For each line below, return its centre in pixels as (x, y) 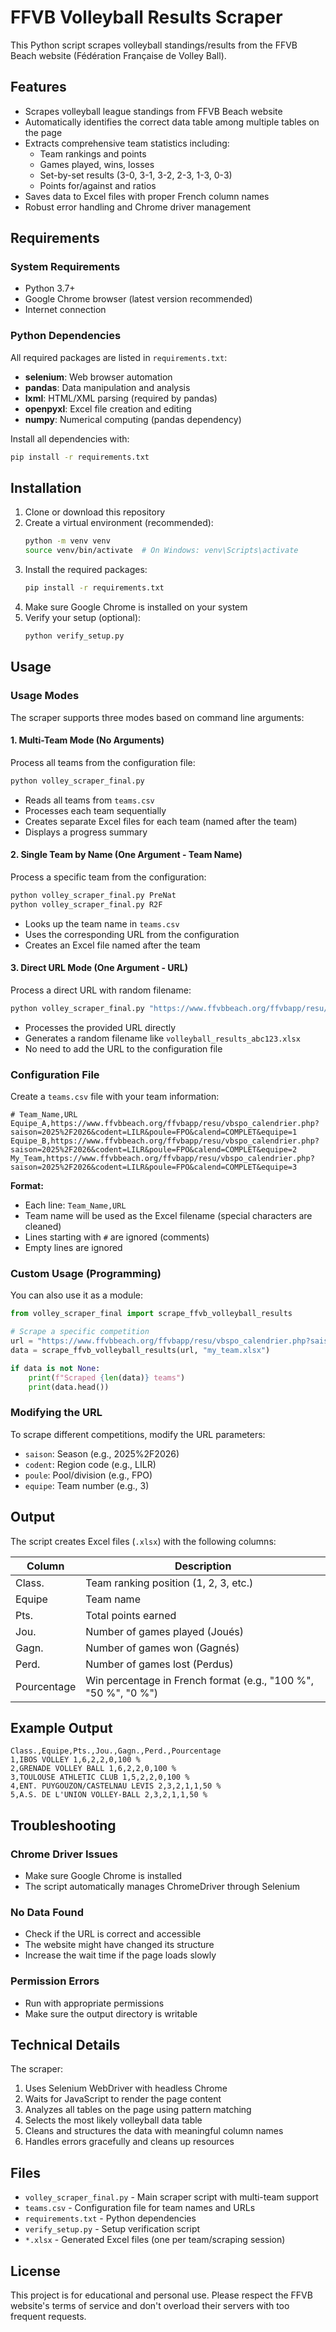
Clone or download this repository (95, 512)
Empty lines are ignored (73, 1248)
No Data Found (47, 1912)
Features (38, 87)
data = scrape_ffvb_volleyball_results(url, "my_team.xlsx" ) (140, 1350)
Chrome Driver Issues (64, 1854)
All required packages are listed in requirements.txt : (119, 357)
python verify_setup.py (74, 636)
